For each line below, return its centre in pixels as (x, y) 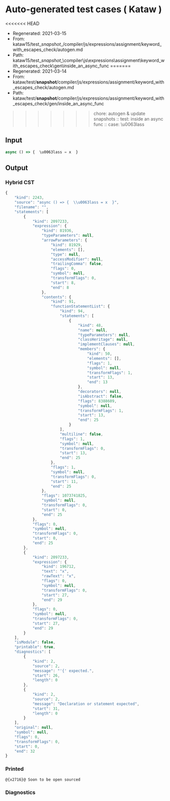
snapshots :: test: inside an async (128, 119)
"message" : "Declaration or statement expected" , (86, 704)
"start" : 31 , (46, 708)
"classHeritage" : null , (103, 339)
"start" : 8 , (63, 283)
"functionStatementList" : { (80, 306)
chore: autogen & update (120, 113)
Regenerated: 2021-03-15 (40, 33)
